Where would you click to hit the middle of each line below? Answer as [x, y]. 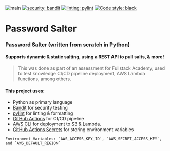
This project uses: [25, 91]
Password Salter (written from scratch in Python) [68, 45]
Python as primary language [43, 102]
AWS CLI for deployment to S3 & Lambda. [57, 124]
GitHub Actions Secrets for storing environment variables [73, 129]
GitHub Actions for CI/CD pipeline [48, 118]
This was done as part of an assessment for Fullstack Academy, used [91, 68]
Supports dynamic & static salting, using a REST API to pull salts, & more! [85, 57]
